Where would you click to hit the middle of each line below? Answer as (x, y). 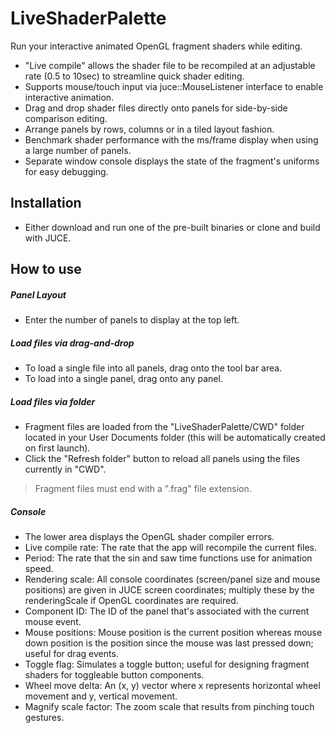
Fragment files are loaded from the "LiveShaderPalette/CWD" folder (164, 427)
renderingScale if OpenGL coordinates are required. (131, 601)
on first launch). (57, 448)
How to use (46, 269)
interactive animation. (69, 97)
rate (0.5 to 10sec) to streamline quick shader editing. (134, 76)
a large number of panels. (78, 150)
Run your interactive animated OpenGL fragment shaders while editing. (156, 46)
